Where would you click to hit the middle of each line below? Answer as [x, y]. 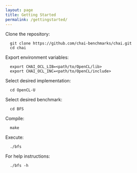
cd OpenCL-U [23, 90]
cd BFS [17, 109]
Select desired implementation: [38, 81]
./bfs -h [19, 166]
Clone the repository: [28, 34]
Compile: [15, 119]
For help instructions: [28, 156]
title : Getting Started [31, 15]
